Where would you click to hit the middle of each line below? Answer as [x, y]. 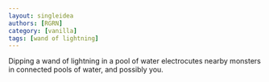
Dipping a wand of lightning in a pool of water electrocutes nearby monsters [135, 61]
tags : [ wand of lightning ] [54, 38]
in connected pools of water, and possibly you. [86, 70]
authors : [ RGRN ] [35, 23]
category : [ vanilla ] [43, 31]
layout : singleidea [41, 16]
